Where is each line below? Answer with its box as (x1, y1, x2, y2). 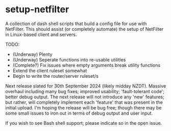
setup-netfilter (5, 4, 69, 15)
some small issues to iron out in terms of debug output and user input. (5, 110, 153, 116)
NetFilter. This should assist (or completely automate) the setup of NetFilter (5, 26, 164, 32)
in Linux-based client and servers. (5, 31, 77, 37)
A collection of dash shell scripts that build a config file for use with (5, 20, 147, 27)
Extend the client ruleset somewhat (12, 68, 87, 74)
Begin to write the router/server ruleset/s (12, 73, 99, 79)
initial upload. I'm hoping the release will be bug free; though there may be (5, 104, 162, 111)
